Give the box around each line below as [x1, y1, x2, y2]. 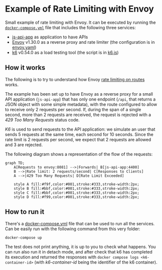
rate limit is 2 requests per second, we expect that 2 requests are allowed [5, 136, 151, 142]
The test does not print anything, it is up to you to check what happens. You [5, 244, 156, 250]
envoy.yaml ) [12, 44, 37, 50]
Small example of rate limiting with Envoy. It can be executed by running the [5, 19, 156, 25]
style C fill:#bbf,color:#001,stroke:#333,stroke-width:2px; [14, 190, 139, 195]
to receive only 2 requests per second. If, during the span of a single [5, 106, 141, 112]
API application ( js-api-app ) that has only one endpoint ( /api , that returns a [5, 96, 156, 102]
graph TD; [5, 160, 25, 166]
